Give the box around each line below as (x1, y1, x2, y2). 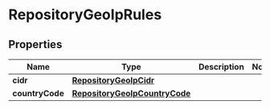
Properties (8, 38, 63, 51)
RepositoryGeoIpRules (8, 6, 162, 24)
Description (198, 62, 245, 72)
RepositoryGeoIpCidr (72, 75, 155, 86)
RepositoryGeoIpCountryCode (72, 88, 191, 99)
